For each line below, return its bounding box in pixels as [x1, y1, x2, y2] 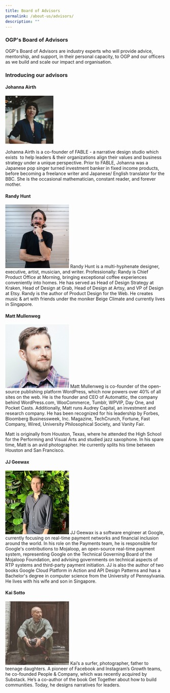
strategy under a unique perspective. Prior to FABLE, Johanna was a [5, 159, 149, 165]
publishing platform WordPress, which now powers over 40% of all [21, 389, 161, 395]
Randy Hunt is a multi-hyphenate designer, [70, 264, 160, 270]
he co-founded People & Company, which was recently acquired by [5, 671, 147, 677]
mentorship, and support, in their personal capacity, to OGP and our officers [5, 53, 165, 60]
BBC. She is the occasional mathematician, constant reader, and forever [5, 176, 156, 182]
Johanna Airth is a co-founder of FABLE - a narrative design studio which [5, 149, 159, 155]
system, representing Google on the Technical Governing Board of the [5, 551, 153, 557]
